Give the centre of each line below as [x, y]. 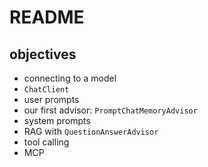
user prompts [51, 99]
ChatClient [46, 90]
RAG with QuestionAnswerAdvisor [91, 131]
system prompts [57, 120]
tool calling [46, 142]
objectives [43, 54]
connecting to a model [70, 78]
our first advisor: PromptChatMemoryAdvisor [110, 110]
